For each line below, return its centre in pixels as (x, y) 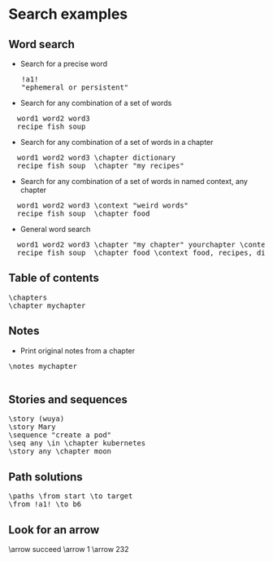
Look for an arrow (54, 530)
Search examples (68, 14)
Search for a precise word (64, 64)
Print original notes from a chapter (78, 350)
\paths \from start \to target (71, 496)
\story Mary (32, 427)
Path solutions (45, 477)
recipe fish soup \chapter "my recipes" (100, 166)
